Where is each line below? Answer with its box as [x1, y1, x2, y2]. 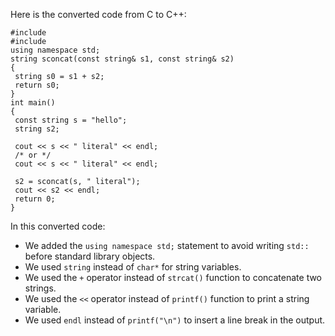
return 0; [14, 194, 56, 204]
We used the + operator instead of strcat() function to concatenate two [24, 272, 323, 283]
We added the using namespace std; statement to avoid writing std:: [24, 240, 310, 251]
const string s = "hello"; [14, 115, 128, 125]
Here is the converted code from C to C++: [10, 9, 187, 20]
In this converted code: [10, 220, 106, 232]
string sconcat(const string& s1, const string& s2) [10, 54, 235, 64]
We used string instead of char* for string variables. [24, 261, 242, 273]
